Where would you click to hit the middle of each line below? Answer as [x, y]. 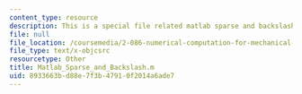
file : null [30, 34]
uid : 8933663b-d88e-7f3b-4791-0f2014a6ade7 [92, 76]
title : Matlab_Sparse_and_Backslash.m [82, 68]
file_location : [38, 43]
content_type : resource [54, 17]
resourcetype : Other [48, 59]
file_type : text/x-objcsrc [60, 51]
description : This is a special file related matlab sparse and [132, 26]
